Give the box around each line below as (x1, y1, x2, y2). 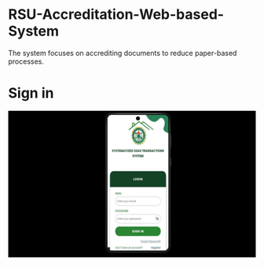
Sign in (8, 84, 54, 102)
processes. (8, 57, 45, 66)
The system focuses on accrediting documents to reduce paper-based (8, 48, 237, 57)
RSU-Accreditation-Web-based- (8, 6, 225, 24)
